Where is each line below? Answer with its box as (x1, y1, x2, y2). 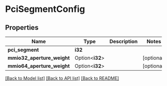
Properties (5, 23, 39, 32)
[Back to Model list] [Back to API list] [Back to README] (5, 76, 119, 81)
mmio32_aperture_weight (7, 55, 70, 61)
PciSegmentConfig (5, 3, 85, 15)
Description (109, 38, 138, 45)
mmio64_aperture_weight (7, 63, 70, 69)
